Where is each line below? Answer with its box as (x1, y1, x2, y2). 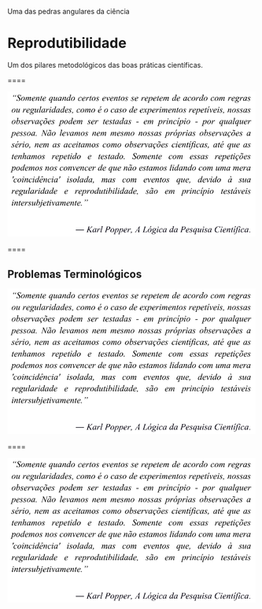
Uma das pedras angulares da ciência (7, 7, 131, 16)
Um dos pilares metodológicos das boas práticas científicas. (7, 60, 204, 69)
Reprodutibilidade (7, 35, 127, 52)
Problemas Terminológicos (7, 267, 142, 280)
